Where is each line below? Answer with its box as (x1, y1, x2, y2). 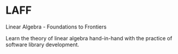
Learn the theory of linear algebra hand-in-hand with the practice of (5, 34, 173, 42)
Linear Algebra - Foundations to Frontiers (5, 23, 107, 30)
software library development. (5, 41, 80, 48)
